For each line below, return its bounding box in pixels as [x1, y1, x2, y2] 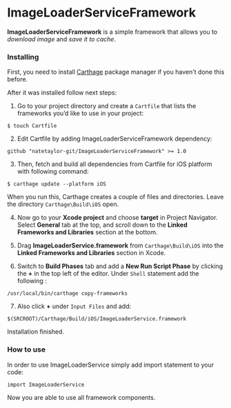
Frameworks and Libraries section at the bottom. [17, 228, 158, 236]
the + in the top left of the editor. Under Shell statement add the [17, 269, 199, 278]
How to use [7, 345, 46, 354]
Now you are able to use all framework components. [7, 393, 156, 401]
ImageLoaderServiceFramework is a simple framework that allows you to [7, 28, 218, 36]
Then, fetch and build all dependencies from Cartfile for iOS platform [17, 160, 212, 168]
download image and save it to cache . [7, 34, 116, 43]
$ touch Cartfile [7, 123, 57, 130]
